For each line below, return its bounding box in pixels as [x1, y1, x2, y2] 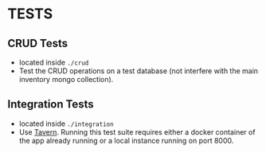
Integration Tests [7, 97, 94, 112]
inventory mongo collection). [18, 75, 114, 84]
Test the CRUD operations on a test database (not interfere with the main [18, 66, 259, 76]
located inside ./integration [18, 119, 114, 128]
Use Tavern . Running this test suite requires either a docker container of [18, 127, 256, 136]
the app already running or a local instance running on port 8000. [18, 135, 234, 145]
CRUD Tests [7, 37, 68, 50]
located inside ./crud [18, 57, 89, 67]
